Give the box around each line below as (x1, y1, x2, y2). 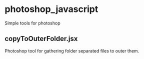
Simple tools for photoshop (4, 20, 60, 26)
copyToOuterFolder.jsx (4, 34, 78, 43)
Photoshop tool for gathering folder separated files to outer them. (4, 47, 139, 53)
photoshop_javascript (4, 3, 98, 15)
